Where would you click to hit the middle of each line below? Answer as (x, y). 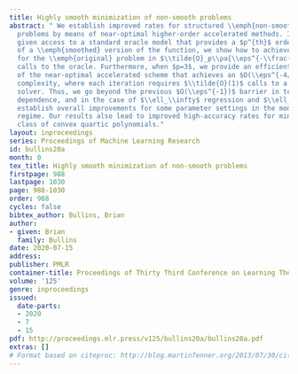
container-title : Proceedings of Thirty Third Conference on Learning (142, 273)
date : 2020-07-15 (41, 248)
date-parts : (39, 306)
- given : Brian (37, 231)
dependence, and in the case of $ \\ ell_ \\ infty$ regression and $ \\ (146, 100)
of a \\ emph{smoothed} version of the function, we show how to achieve (154, 51)
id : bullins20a (37, 149)
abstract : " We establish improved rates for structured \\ (123, 26)
